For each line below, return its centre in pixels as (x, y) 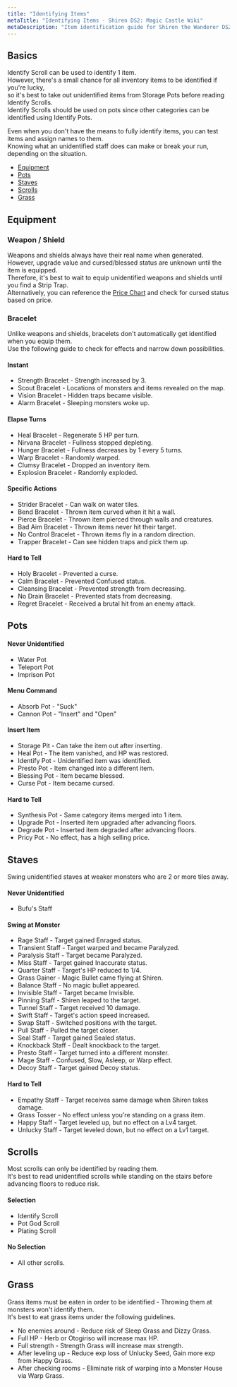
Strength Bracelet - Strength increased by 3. (82, 380)
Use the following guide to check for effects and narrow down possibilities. (116, 349)
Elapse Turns (27, 419)
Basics (22, 55)
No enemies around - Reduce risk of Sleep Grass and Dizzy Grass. (114, 1331)
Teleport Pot (36, 667)
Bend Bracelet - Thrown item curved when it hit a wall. (97, 512)
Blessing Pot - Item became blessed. (71, 775)
